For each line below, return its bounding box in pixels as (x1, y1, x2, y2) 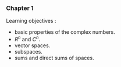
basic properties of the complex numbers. (14, 29, 115, 36)
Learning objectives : (6, 17, 56, 24)
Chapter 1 (6, 4, 34, 12)
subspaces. (14, 48, 42, 55)
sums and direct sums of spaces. (14, 54, 94, 61)
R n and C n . (14, 35, 41, 43)
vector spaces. (14, 42, 51, 49)
